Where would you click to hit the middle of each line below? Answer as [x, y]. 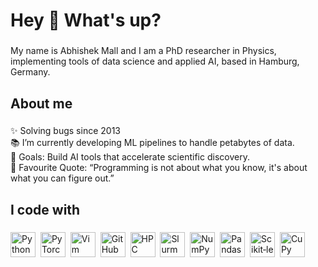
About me [41, 103]
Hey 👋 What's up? [86, 20]
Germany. [30, 72]
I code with [45, 209]
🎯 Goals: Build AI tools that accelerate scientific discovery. [130, 157]
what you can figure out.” [62, 178]
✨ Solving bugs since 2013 [65, 131]
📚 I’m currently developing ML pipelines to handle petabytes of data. [152, 143]
